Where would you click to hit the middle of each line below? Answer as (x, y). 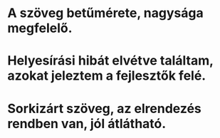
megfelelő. (40, 28)
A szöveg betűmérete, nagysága (106, 13)
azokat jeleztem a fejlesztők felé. (107, 76)
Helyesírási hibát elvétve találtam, (110, 61)
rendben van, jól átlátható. (87, 123)
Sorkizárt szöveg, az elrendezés (104, 108)
